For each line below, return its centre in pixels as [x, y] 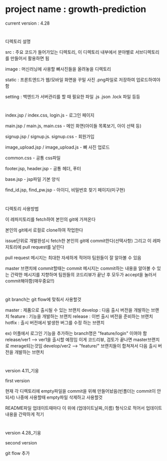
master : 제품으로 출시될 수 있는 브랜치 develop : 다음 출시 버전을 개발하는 [77, 310]
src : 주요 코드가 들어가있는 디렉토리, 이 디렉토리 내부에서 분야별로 [69, 52]
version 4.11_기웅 [22, 371]
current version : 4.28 [27, 23]
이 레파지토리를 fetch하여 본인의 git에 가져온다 [50, 219]
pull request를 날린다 [43, 247]
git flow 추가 [17, 453]
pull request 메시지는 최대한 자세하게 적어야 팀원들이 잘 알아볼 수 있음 [73, 258]
